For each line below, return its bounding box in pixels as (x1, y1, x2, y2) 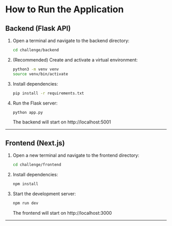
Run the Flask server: (12, 100, 58, 106)
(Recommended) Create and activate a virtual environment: (12, 56, 138, 63)
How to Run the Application (5, 4, 124, 15)
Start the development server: (12, 191, 76, 197)
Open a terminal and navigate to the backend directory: (12, 37, 130, 44)
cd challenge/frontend (12, 162, 61, 168)
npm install (12, 181, 38, 187)
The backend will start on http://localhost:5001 (12, 119, 111, 125)
